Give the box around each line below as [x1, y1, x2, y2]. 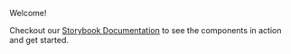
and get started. [9, 35, 70, 45]
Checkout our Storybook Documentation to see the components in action [9, 25, 282, 35]
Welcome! [9, 8, 47, 18]
